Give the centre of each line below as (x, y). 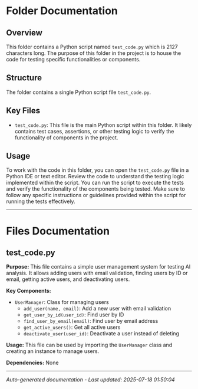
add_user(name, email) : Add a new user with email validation (97, 309)
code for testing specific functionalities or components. (73, 59)
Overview (24, 33)
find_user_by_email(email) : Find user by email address (91, 321)
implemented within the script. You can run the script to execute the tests (95, 183)
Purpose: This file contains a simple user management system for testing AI (98, 267)
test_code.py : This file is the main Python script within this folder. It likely (103, 125)
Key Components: (29, 291)
